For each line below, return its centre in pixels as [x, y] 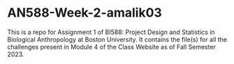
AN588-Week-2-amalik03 [85, 13]
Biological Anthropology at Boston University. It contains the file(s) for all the [117, 39]
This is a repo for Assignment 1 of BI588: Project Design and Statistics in [111, 32]
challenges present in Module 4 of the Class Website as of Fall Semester [112, 47]
